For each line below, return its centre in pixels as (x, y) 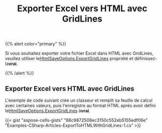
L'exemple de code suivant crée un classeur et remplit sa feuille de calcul (79, 100)
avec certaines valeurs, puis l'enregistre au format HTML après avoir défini (80, 105)
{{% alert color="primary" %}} (36, 44)
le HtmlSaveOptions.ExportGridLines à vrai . (48, 111)
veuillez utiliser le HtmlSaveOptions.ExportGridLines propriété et (69, 59)
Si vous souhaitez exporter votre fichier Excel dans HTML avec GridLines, (79, 53)
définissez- (146, 59)
